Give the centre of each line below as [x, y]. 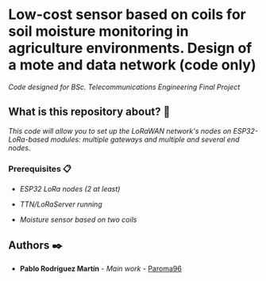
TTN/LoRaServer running [61, 204]
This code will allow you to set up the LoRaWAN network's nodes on [120, 131]
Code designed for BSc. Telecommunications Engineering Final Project [124, 87]
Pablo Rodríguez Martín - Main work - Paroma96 [101, 268]
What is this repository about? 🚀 [89, 112]
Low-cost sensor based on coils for [127, 15]
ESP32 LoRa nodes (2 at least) [70, 189]
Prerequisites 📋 [40, 169]
